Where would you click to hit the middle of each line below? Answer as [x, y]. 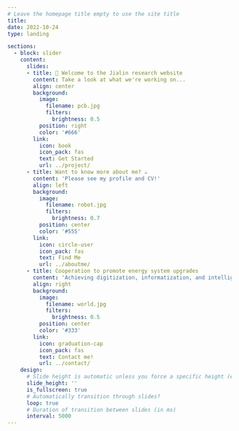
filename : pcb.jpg [73, 106]
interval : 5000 [49, 416]
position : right [63, 126]
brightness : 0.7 [76, 218]
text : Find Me [60, 258]
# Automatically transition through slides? [93, 396]
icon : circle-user [66, 245]
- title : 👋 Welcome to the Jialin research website [104, 73]
